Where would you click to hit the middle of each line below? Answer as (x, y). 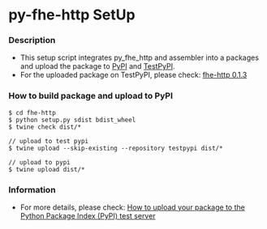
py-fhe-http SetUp (72, 15)
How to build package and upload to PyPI (90, 96)
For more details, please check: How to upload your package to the (132, 207)
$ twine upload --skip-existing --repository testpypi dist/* (116, 148)
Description (32, 40)
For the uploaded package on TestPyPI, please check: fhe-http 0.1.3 (133, 75)
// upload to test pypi (49, 141)
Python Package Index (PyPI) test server (88, 216)
